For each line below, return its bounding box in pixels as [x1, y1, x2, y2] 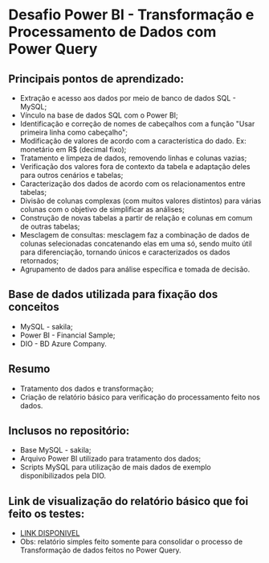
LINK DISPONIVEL [19, 528, 80, 538]
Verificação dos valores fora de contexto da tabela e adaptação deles [19, 162, 251, 171]
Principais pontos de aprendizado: [8, 72, 185, 85]
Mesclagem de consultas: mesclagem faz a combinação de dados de [19, 230, 251, 239]
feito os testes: [8, 507, 85, 520]
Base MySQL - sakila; [19, 445, 92, 455]
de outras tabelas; [19, 221, 80, 231]
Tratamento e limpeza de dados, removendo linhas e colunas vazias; [19, 153, 247, 163]
